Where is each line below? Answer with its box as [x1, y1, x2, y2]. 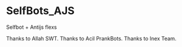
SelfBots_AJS [6, 4, 75, 18]
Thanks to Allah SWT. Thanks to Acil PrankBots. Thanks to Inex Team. [6, 35, 177, 42]
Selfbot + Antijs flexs [6, 23, 58, 31]
